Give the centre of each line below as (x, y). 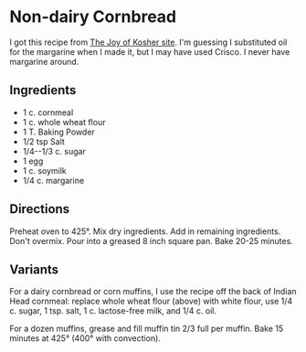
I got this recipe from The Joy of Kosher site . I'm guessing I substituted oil (148, 42)
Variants (34, 269)
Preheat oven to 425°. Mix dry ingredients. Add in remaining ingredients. (145, 231)
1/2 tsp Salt (44, 141)
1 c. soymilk (44, 170)
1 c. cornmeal (48, 112)
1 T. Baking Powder (59, 132)
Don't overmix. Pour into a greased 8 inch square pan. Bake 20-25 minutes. (152, 240)
